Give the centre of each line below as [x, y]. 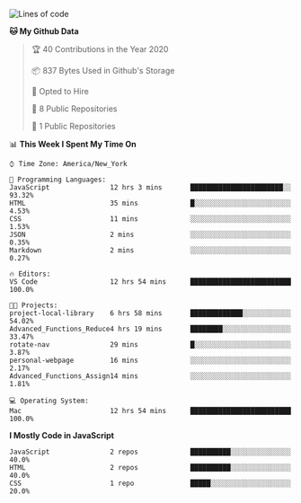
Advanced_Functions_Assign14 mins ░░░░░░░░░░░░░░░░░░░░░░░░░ [150, 376]
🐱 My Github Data [44, 31]
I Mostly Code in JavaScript [62, 435]
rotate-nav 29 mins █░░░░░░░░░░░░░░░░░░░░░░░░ [150, 345]
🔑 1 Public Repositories [73, 126]
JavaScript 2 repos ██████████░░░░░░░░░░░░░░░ [150, 452]
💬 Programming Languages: [58, 180]
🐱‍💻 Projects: [34, 305]
